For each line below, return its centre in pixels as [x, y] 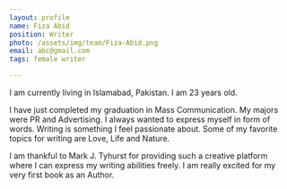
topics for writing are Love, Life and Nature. [90, 138]
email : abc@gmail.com [50, 51]
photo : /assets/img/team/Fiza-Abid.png [84, 43]
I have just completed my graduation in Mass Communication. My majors [144, 110]
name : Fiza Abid [39, 26]
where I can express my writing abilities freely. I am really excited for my [143, 165]
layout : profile [39, 17]
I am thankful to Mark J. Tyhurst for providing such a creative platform [139, 156]
